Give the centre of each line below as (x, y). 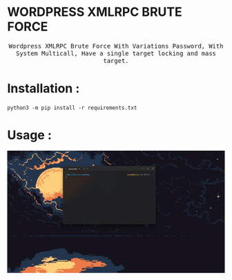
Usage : (29, 135)
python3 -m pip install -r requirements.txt (72, 108)
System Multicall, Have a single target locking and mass (116, 53)
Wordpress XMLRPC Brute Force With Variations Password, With (116, 46)
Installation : (43, 89)
